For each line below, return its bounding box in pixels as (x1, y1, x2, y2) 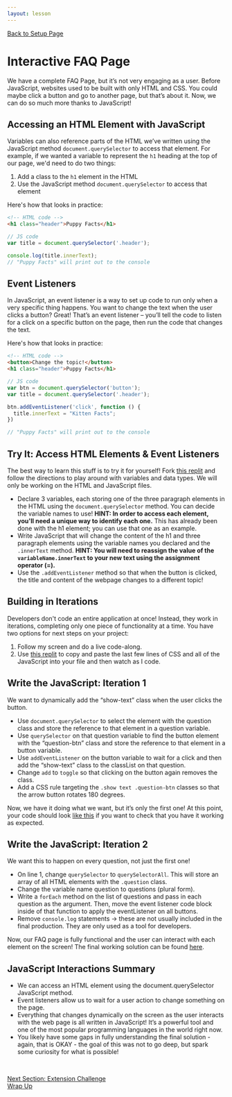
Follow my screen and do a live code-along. (17, 643, 142, 651)
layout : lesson (7, 10, 51, 17)
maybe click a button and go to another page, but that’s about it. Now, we (7, 91, 217, 99)
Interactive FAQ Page (7, 53, 130, 69)
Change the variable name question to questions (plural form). (17, 885, 195, 894)
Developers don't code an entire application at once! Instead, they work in (7, 614, 218, 622)
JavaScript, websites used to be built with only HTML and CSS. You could (7, 84, 217, 92)
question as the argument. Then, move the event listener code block (17, 900, 213, 908)
